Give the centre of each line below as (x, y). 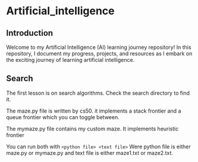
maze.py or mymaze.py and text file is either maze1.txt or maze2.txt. (90, 152)
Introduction (30, 33)
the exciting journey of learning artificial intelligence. (70, 60)
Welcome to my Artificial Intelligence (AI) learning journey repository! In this (99, 47)
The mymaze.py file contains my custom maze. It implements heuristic (92, 129)
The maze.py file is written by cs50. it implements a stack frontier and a (94, 111)
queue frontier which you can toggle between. (63, 117)
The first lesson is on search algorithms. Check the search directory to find (98, 93)
